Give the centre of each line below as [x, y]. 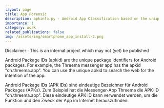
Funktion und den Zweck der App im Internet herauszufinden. [67, 100]
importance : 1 [20, 23]
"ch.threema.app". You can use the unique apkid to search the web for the [80, 70]
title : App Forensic [26, 14]
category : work [20, 28]
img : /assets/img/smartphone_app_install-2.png [54, 37]
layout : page [18, 9]
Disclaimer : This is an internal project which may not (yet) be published [77, 50]
